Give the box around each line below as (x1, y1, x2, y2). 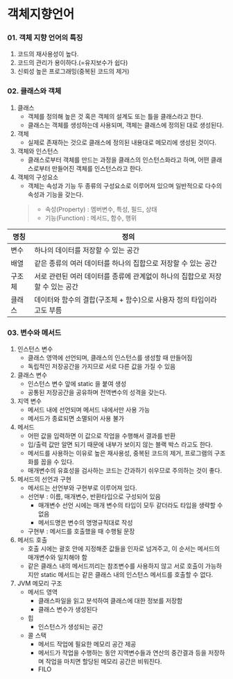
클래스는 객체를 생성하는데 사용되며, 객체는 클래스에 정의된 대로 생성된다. (27, 121, 224, 129)
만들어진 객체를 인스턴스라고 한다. (51, 164, 144, 172)
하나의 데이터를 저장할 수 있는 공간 (34, 245, 140, 255)
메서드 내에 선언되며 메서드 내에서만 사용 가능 (27, 405, 150, 414)
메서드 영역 (27, 588, 58, 596)
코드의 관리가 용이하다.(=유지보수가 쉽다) (17, 58, 128, 67)
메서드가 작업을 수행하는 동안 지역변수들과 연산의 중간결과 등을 (37, 648, 207, 657)
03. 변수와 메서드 (7, 328, 62, 337)
